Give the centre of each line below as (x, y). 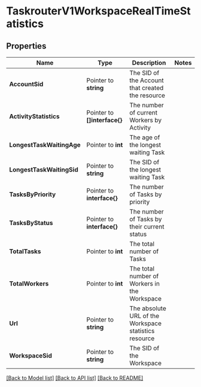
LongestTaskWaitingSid (44, 169)
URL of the (144, 316)
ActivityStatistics (34, 116)
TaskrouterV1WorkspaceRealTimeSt (99, 11)
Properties (26, 46)
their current (147, 226)
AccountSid (26, 84)
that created (147, 88)
